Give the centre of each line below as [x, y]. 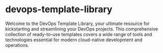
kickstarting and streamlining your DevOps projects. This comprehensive [82, 29]
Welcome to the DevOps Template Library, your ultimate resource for [77, 23]
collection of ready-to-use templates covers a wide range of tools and [79, 34]
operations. [17, 45]
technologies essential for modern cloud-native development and [74, 40]
